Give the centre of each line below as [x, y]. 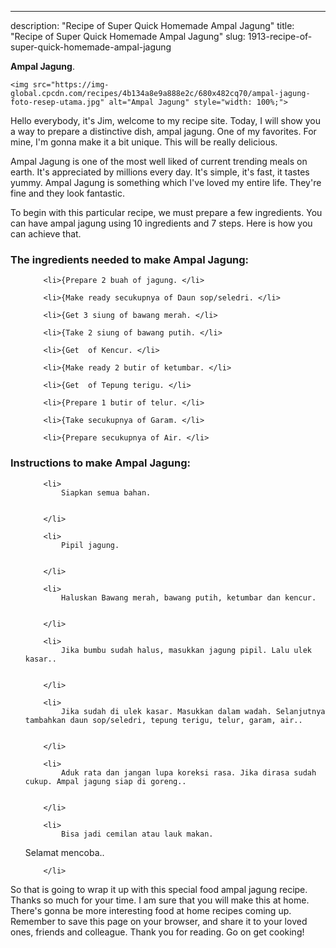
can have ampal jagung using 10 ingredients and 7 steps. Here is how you [161, 223]
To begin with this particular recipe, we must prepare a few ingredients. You [166, 212]
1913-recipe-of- [280, 36]
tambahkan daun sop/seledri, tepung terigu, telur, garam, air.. [163, 720]
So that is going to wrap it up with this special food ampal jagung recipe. [159, 889]
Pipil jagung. [90, 545]
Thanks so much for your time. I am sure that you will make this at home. [160, 900]
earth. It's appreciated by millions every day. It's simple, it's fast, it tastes [160, 172]
